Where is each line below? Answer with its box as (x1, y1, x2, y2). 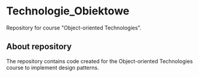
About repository (6, 42, 72, 52)
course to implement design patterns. (6, 64, 99, 71)
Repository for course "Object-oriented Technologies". (6, 24, 142, 31)
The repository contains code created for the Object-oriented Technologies (6, 57, 194, 64)
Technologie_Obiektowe (6, 4, 130, 18)
